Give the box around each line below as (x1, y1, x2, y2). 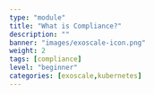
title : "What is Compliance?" (9, 21, 123, 30)
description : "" (9, 30, 70, 38)
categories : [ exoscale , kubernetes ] (9, 72, 142, 81)
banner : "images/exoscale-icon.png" (9, 38, 146, 47)
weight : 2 (9, 47, 47, 56)
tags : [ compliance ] (9, 55, 82, 64)
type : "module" (9, 13, 66, 22)
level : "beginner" (9, 64, 78, 73)
